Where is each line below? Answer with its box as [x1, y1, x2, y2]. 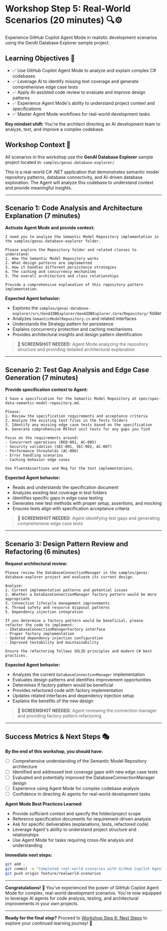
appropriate [5, 596, 30, 601]
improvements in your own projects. [5, 900, 79, 907]
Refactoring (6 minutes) [5, 547, 81, 556]
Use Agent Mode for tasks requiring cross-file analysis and [12, 837, 133, 843]
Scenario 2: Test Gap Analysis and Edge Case [5, 366, 149, 374]
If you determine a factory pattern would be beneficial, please [5, 618, 143, 623]
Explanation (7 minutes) [5, 211, 81, 220]
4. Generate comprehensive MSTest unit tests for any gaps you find [5, 427, 150, 432]
